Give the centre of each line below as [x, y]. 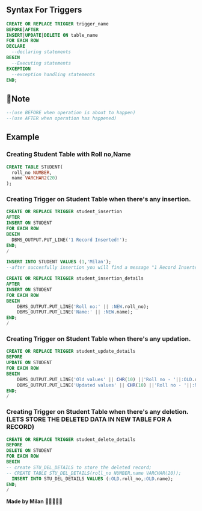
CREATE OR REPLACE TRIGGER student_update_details [71, 352]
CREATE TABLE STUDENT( [35, 167]
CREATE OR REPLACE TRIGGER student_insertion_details [75, 278]
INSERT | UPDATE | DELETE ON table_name [52, 35]
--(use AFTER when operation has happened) [62, 118]
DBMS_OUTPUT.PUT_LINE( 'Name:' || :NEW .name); [75, 312]
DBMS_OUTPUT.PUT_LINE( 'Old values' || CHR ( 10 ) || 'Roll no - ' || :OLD [105, 379]
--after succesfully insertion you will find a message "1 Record [91, 268]
